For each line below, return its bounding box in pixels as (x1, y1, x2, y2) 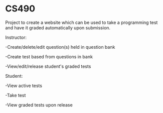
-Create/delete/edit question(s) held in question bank (5, 44, 115, 50)
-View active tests (5, 83, 43, 89)
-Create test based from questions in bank (5, 53, 93, 60)
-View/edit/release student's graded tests (5, 63, 91, 69)
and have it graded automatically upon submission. (5, 24, 111, 30)
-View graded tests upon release (5, 102, 73, 108)
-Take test (5, 92, 26, 98)
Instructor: (5, 34, 27, 40)
